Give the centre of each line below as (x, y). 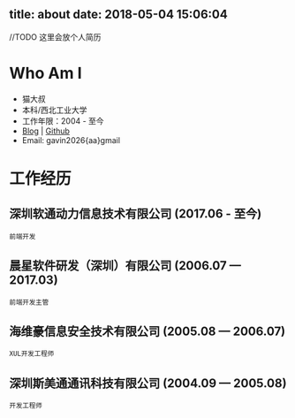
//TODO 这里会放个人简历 (55, 37)
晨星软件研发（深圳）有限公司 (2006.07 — (125, 266)
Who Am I (45, 73)
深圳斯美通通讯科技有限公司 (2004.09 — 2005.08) (148, 383)
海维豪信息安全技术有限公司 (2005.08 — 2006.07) (147, 331)
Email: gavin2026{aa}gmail (71, 140)
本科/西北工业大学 (54, 110)
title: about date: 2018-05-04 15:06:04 (118, 15)
